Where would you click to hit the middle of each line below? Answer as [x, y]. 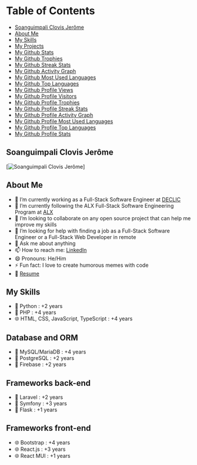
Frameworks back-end [49, 383]
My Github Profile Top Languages [55, 127]
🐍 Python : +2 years [39, 306]
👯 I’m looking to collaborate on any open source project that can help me [103, 218]
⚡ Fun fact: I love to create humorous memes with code [81, 265]
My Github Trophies [39, 58]
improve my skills [36, 224]
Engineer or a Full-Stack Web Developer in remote [75, 237]
